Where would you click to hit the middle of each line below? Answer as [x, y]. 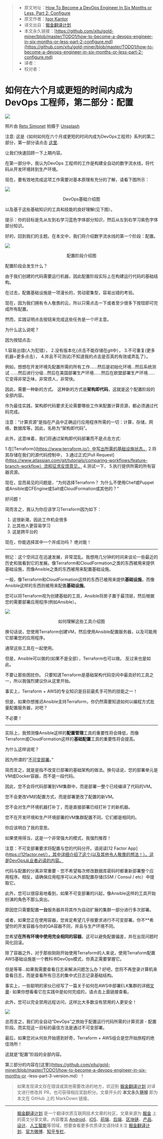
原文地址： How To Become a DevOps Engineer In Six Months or [88, 8]
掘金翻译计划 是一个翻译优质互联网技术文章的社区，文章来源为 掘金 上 [87, 1113]
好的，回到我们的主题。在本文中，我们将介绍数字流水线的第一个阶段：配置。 [81, 236]
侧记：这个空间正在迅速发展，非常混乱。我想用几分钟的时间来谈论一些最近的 [81, 557]
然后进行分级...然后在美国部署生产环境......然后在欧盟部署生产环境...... [86, 373]
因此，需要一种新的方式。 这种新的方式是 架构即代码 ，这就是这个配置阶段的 [80, 389]
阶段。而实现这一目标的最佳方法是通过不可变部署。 [56, 1027]
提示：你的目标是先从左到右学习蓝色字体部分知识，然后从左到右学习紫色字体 [81, 219]
